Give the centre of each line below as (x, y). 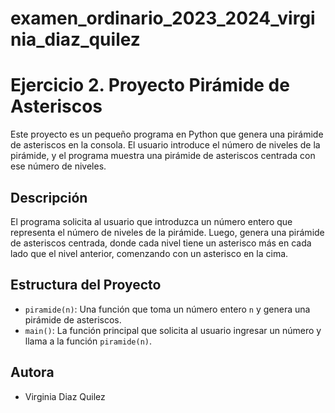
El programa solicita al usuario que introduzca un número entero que (151, 221)
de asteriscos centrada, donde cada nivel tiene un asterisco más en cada (161, 243)
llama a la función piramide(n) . (88, 341)
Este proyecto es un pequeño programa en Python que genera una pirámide (167, 134)
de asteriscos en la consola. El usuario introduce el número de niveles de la (165, 145)
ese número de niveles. (58, 166)
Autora (32, 372)
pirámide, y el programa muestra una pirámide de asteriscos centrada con (163, 156)
